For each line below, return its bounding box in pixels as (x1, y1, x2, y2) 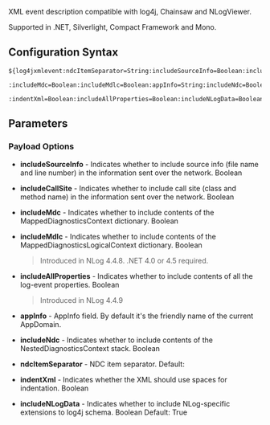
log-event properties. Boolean (19, 280, 120, 289)
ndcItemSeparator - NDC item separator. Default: (19, 359, 185, 369)
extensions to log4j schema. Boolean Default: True (19, 407, 187, 417)
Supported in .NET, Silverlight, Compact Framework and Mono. (8, 22, 217, 31)
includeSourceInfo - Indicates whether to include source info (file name (19, 159, 259, 169)
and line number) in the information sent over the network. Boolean (19, 168, 243, 178)
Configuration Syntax (8, 46, 119, 59)
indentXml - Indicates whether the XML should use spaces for (19, 374, 227, 384)
